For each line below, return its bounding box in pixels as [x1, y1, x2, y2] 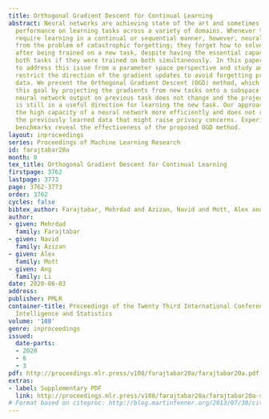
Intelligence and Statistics [15, 309, 113, 317]
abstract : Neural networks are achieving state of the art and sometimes [8, 19, 260, 27]
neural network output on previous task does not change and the [15, 94, 239, 102]
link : [15, 392, 34, 400]
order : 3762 [8, 190, 48, 199]
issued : [8, 332, 34, 340]
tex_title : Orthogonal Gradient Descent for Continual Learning [8, 161, 227, 169]
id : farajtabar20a [8, 146, 70, 154]
